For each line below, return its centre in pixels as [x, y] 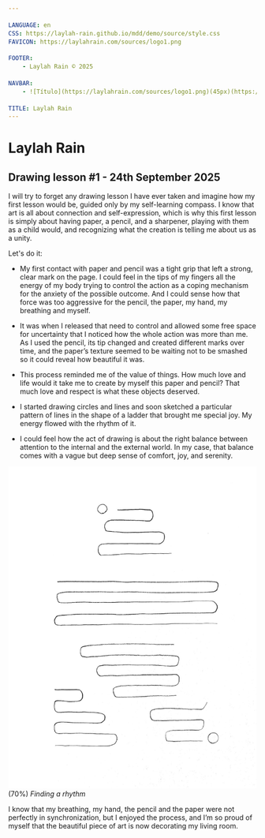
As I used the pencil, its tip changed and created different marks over [132, 342]
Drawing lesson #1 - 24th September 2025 [114, 177]
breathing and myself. [55, 311]
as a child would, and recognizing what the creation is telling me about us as [132, 230]
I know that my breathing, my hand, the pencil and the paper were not [121, 809]
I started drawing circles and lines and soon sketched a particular [126, 407]
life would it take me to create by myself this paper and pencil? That [130, 383]
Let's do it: [26, 253]
